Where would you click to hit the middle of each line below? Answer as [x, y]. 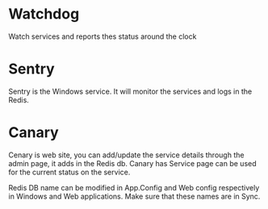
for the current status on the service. [69, 172]
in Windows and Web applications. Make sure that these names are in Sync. [134, 196]
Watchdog [44, 14]
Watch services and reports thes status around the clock [103, 36]
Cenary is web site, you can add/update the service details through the [126, 155]
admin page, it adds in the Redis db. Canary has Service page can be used [132, 163]
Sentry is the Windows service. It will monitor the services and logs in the [130, 91]
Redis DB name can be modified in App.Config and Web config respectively [134, 187]
